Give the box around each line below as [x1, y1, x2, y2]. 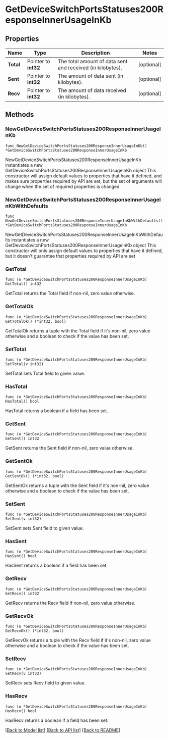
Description [81, 50, 110, 56]
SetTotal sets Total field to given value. [5, 370, 86, 376]
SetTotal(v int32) [5, 361, 44, 367]
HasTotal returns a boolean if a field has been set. [5, 408, 108, 414]
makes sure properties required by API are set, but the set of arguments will [5, 178, 162, 184]
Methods [5, 110, 34, 119]
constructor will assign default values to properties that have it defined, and [5, 173, 162, 179]
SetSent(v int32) [5, 516, 42, 521]
